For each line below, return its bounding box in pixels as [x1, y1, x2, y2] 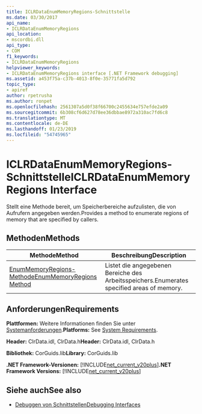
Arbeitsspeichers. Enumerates [105, 276, 189, 284]
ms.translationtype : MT [6, 115, 66, 121]
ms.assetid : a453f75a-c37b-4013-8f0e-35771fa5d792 [6, 76, 136, 82]
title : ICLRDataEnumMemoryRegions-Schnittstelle [6, 8, 130, 15]
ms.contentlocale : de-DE [6, 121, 69, 127]
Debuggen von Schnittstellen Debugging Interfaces [14, 401, 141, 409]
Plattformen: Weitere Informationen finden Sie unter [6, 320, 136, 327]
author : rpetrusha [6, 93, 52, 99]
